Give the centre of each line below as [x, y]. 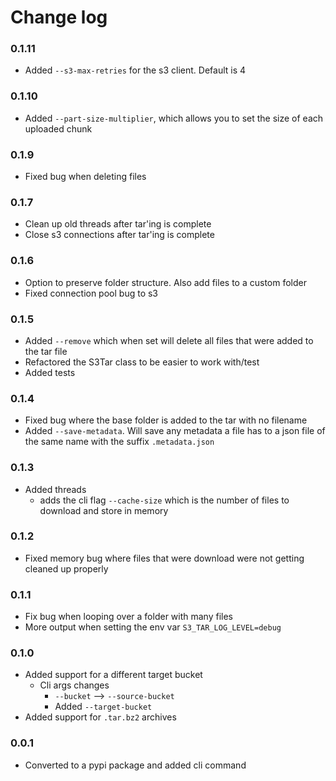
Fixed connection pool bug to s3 [91, 293]
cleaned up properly [66, 568]
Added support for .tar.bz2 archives [100, 717]
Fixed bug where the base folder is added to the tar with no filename [166, 420]
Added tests [50, 372]
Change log [59, 17]
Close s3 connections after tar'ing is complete [119, 235]
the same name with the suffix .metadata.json [119, 442]
